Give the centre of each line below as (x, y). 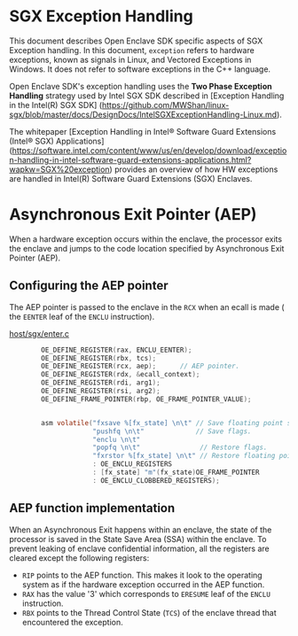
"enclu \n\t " (117, 439)
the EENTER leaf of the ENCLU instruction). (82, 316)
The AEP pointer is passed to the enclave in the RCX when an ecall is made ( (147, 306)
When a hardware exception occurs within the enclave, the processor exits (145, 239)
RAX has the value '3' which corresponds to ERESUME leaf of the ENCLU (146, 593)
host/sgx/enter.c (39, 333)
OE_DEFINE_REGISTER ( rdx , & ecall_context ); (121, 375)
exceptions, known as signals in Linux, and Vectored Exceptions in (130, 59)
